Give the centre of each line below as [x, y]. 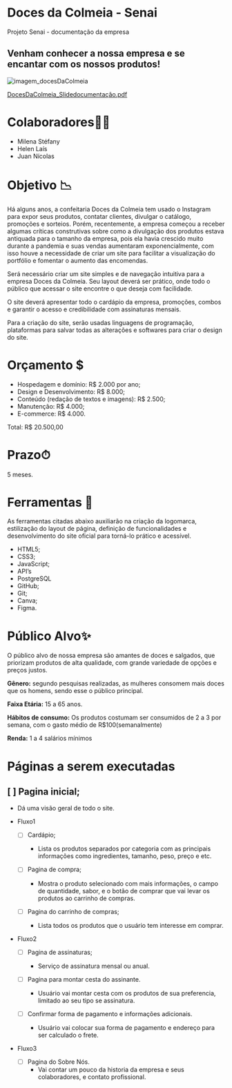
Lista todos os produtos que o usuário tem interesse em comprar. [130, 925]
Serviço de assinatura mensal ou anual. [94, 966]
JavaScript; [33, 564]
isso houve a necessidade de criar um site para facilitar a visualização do [111, 253]
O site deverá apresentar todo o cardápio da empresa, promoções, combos [114, 302]
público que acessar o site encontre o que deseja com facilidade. [100, 289]
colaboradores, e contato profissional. [92, 1077]
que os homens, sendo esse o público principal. [75, 691]
